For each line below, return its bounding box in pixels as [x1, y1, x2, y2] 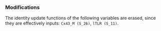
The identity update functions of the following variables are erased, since [5, 15, 156, 21]
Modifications [5, 4, 40, 11]
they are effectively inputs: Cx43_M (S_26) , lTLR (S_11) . [5, 20, 119, 26]
